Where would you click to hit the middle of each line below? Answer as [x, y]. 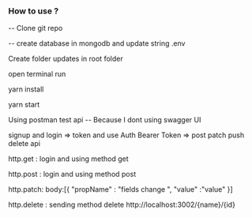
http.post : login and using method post [72, 174]
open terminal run [37, 74]
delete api [24, 144]
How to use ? [34, 11]
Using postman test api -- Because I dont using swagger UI [105, 120]
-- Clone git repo [36, 28]
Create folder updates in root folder [66, 59]
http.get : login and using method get [68, 159]
